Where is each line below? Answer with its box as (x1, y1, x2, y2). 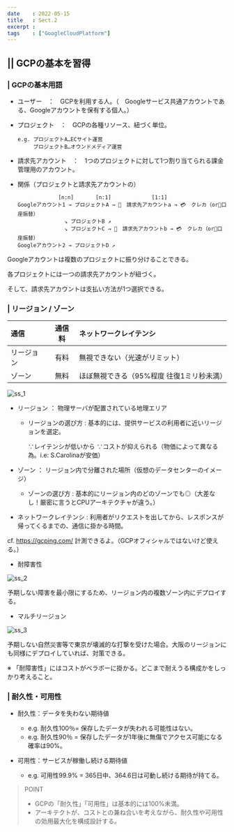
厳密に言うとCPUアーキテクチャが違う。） (40, 498, 159, 507)
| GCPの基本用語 (7, 80, 63, 89)
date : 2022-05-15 (7, 10, 70, 17)
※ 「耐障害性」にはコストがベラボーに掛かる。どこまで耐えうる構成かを (7, 664, 214, 672)
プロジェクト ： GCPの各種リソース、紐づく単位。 (17, 120, 171, 129)
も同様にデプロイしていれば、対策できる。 (7, 649, 130, 658)
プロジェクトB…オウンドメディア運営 (33, 143, 123, 150)
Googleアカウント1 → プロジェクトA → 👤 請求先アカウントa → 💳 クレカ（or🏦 (17, 201, 221, 208)
